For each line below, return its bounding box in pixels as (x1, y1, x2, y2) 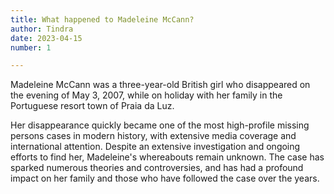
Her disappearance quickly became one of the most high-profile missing (10, 119, 310, 131)
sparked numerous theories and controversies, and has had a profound (10, 162, 304, 174)
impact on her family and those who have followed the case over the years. (10, 172, 320, 185)
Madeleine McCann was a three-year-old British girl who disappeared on (10, 79, 311, 91)
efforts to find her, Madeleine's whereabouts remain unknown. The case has (10, 151, 325, 163)
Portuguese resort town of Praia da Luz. (10, 100, 175, 112)
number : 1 (10, 42, 52, 53)
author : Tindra (10, 24, 74, 34)
